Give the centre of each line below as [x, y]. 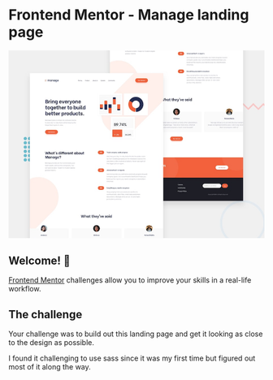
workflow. [25, 289]
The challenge [45, 314]
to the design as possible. [52, 343]
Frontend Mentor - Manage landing [129, 15]
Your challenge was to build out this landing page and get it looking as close [136, 334]
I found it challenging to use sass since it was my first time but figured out [132, 358]
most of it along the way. [50, 367]
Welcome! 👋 [39, 260]
